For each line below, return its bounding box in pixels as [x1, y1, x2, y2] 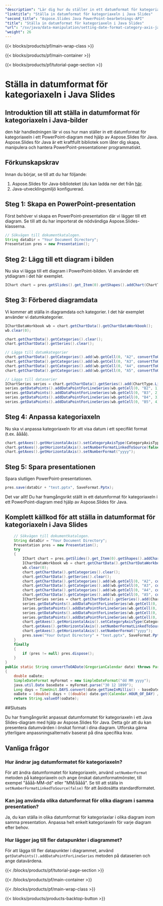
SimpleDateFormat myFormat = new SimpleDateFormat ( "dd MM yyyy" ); [14, 678, 151, 683]
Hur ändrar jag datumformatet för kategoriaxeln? [5, 758, 123, 765]
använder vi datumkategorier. [5, 314, 64, 320]
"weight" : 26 [5, 30, 32, 34]
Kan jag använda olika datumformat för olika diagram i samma [5, 797, 154, 804]
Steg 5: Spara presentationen [5, 462, 96, 471]
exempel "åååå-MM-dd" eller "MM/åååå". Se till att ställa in [5, 780, 123, 786]
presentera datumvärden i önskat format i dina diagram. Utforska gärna [5, 725, 147, 731]
